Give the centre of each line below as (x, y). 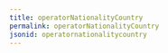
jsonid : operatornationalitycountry (78, 34)
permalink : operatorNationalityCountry (84, 26)
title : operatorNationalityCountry (76, 18)
